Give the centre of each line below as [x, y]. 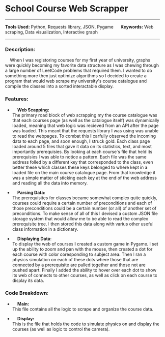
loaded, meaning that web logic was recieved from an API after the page [85, 125]
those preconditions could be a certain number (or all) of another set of [84, 208]
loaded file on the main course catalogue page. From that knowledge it [84, 172]
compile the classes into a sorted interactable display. [59, 86]
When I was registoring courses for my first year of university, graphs [80, 60]
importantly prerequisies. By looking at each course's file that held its [82, 152]
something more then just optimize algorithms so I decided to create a [76, 76]
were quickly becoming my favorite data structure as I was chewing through [82, 65]
